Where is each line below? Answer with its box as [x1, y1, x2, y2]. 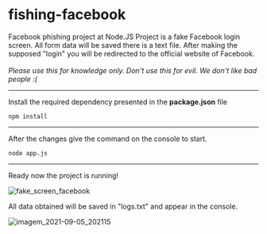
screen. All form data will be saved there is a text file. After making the [8, 40, 238, 49]
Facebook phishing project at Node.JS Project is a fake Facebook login [8, 32, 241, 41]
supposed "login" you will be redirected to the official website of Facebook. [8, 49, 255, 58]
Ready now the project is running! [8, 170, 119, 180]
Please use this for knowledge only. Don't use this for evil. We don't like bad [8, 65, 257, 75]
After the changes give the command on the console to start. [8, 134, 208, 143]
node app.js [8, 149, 48, 157]
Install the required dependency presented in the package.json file [8, 97, 228, 107]
